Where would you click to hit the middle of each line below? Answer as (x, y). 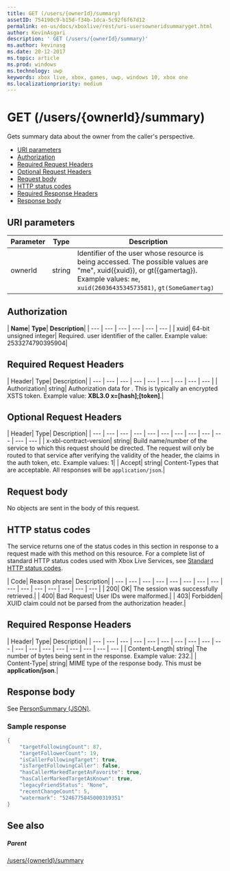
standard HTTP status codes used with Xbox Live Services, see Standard (110, 561)
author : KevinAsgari (37, 33)
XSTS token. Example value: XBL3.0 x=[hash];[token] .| (86, 396)
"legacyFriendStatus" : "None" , (64, 785)
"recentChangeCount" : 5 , (55, 791)
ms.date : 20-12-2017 (37, 52)
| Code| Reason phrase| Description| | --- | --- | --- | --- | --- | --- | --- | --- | (115, 582)
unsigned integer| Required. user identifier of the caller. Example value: (107, 335)
